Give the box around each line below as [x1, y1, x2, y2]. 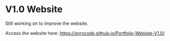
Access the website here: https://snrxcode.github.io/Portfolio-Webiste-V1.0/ [5, 30, 165, 36]
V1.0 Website [5, 4, 63, 15]
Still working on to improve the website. [5, 20, 88, 26]
